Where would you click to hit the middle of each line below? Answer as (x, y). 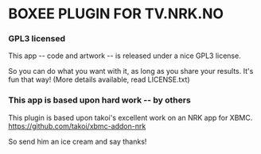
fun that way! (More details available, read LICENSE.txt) (99, 79)
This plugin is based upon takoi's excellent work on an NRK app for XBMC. (130, 117)
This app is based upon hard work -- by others (99, 100)
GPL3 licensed (37, 39)
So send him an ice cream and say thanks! (78, 141)
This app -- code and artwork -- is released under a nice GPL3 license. (125, 56)
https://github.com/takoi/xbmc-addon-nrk (77, 126)
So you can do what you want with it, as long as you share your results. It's (131, 71)
